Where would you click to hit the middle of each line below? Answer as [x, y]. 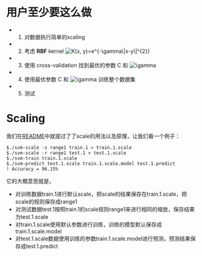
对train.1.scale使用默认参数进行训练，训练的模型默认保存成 [89, 224]
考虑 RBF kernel [44, 51]
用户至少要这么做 [49, 12]
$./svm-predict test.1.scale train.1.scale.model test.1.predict [91, 163]
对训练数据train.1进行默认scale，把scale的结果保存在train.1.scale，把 [101, 194]
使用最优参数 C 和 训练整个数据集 [80, 79]
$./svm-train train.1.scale [42, 158]
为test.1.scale [32, 216]
